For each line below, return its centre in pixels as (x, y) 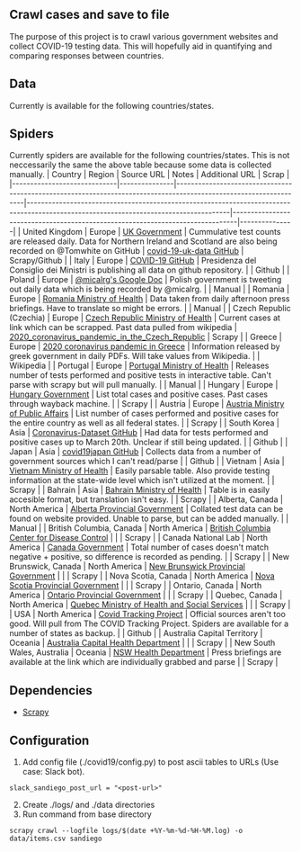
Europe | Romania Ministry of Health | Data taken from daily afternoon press (150, 299)
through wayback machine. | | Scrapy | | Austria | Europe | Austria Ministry (147, 404)
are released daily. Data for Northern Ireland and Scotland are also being (143, 241)
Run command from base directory (87, 814)
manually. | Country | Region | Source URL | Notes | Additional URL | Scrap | (150, 175)
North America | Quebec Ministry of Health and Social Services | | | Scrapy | (150, 605)
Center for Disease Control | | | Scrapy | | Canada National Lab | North (138, 538)
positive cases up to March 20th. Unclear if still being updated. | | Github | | (149, 442)
